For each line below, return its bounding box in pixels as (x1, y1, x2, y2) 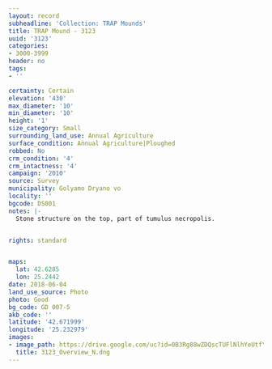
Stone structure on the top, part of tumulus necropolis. (15, 214, 216, 223)
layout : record (8, 11, 60, 20)
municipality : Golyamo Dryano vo (8, 184, 121, 193)
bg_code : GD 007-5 (8, 303, 70, 312)
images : (8, 333, 35, 341)
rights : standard (8, 236, 67, 244)
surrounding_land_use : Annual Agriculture (8, 132, 154, 140)
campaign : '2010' (8, 169, 67, 178)
